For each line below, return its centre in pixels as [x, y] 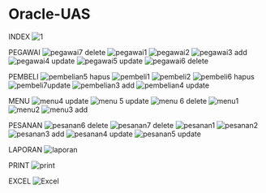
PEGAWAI [24, 52]
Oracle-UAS [49, 14]
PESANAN [26, 125]
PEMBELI [24, 76]
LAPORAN [26, 149]
